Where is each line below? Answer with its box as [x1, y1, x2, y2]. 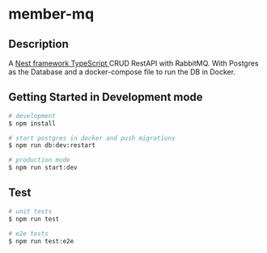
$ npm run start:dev [8, 163, 78, 172]
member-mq [8, 5, 95, 23]
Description [8, 37, 69, 51]
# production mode [8, 156, 70, 164]
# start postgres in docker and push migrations [8, 134, 176, 142]
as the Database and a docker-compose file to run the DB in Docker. [8, 67, 236, 77]
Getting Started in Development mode [8, 91, 204, 104]
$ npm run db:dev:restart [8, 141, 95, 150]
